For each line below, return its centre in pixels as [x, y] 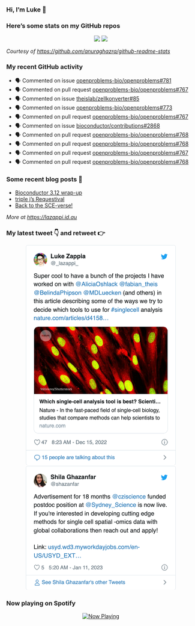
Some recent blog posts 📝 [44, 179]
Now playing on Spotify [41, 603]
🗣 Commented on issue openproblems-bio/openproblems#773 [94, 107]
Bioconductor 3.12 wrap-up [49, 193]
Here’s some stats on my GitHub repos [63, 25]
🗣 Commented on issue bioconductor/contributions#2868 [87, 125]
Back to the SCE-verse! [44, 205]
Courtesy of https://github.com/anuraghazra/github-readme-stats [88, 51]
